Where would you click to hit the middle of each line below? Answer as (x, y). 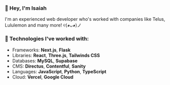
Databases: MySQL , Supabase (45, 61)
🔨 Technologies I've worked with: (47, 39)
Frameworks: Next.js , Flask (41, 50)
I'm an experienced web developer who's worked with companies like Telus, (85, 19)
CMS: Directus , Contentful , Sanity (49, 66)
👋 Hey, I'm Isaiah (26, 8)
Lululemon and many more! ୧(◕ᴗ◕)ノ (43, 25)
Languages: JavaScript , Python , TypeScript (59, 71)
